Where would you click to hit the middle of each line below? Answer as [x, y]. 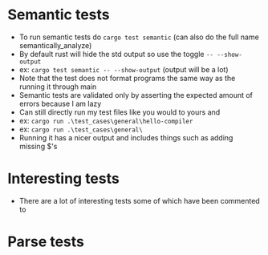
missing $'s [38, 146]
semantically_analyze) [55, 45]
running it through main [58, 87]
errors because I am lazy [60, 103]
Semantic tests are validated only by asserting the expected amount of [136, 95]
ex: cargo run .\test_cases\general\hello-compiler [106, 120]
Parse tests [46, 242]
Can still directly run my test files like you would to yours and [120, 112]
